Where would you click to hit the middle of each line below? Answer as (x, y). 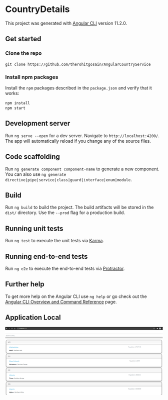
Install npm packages (32, 77)
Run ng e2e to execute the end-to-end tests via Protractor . (65, 268)
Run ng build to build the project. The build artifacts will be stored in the (79, 208)
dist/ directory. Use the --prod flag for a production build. (65, 213)
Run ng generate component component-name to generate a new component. (82, 169)
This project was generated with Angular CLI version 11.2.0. (66, 23)
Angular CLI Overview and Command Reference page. (61, 302)
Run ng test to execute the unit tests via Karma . (54, 241)
